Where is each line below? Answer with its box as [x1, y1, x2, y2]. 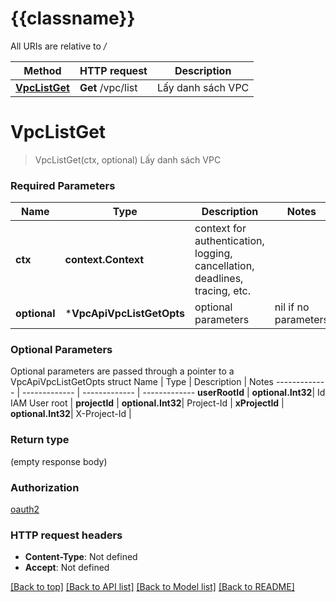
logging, [194, 247, 233, 261]
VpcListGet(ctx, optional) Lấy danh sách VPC [34, 153, 222, 166]
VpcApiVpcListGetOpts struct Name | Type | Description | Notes [10, 376, 274, 388]
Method [23, 63, 62, 77]
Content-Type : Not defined [24, 551, 138, 563]
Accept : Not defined [24, 562, 110, 574]
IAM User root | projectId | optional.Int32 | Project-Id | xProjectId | [10, 397, 285, 409]
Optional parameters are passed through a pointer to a [10, 365, 235, 377]
